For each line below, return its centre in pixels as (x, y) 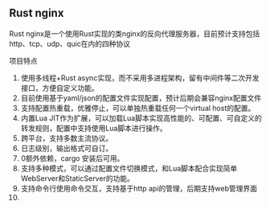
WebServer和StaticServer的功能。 (78, 178)
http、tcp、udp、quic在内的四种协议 (70, 43)
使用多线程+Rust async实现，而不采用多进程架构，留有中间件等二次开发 (140, 78)
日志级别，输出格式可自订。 (67, 148)
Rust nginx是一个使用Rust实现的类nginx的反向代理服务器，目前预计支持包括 (135, 33)
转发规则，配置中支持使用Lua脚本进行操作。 (94, 128)
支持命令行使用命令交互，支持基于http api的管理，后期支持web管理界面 (139, 188)
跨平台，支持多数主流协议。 (67, 138)
